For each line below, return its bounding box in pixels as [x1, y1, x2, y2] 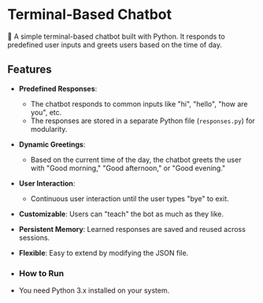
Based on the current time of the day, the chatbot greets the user [30, 155, 242, 164]
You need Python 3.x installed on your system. [18, 286, 170, 295]
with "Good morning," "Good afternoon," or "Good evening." [30, 163, 226, 173]
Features [7, 63, 52, 77]
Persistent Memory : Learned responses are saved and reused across [18, 224, 246, 234]
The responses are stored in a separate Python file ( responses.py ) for [30, 116, 255, 125]
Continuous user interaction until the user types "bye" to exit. [30, 193, 229, 203]
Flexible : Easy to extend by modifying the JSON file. [18, 248, 189, 257]
